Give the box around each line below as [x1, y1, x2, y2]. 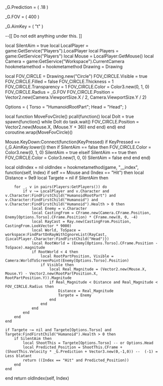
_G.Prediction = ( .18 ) [5, 4, 48, 10]
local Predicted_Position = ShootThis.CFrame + [23, 345, 122, 350]
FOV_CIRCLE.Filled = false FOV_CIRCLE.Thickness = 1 [5, 79, 114, 84]
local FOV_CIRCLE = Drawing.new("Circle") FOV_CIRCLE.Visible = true [5, 73, 148, 79]
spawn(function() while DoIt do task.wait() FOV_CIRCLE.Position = [5, 119, 139, 124]
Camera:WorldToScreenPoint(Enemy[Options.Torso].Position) [5, 258, 129, 263]
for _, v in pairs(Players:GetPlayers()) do [14, 184, 107, 189]
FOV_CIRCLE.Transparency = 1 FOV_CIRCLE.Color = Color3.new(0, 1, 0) [5, 84, 150, 90]
